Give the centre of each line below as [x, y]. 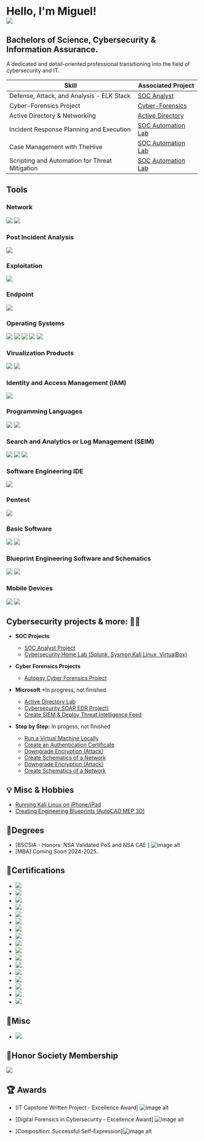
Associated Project [166, 85]
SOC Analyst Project [49, 648]
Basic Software [29, 529]
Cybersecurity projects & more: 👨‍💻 [73, 621]
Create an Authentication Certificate [69, 745]
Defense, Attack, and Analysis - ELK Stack [70, 96]
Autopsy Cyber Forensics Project [66, 678]
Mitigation [24, 168]
